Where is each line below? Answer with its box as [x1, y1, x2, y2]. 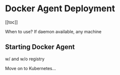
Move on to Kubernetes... [5, 65, 56, 71]
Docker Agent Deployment [5, 3, 115, 14]
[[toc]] [5, 19, 18, 25]
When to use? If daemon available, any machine [5, 28, 102, 34]
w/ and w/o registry [5, 56, 45, 62]
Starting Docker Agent [5, 43, 75, 51]
